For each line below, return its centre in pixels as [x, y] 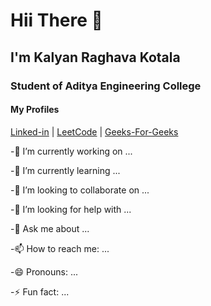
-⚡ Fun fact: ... [40, 291]
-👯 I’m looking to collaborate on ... [80, 190]
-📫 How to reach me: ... [60, 248]
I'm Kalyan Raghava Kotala [95, 57]
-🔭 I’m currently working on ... [71, 151]
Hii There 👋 [56, 20]
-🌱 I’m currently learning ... [65, 170]
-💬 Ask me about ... [50, 228]
